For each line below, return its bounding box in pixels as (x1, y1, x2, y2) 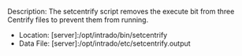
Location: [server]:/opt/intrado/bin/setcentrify (18, 31, 168, 39)
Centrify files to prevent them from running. (7, 15, 149, 24)
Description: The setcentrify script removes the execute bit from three (7, 7, 235, 16)
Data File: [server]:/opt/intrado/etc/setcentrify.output (18, 39, 191, 48)
